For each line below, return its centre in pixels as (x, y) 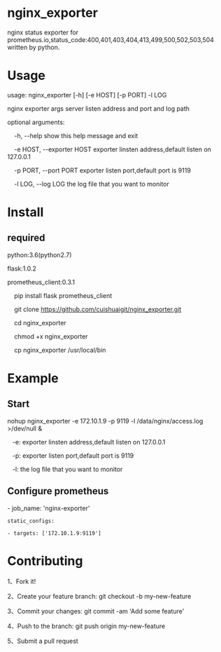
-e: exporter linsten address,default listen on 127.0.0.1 (89, 442)
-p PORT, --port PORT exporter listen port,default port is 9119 (102, 170)
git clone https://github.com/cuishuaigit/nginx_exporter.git (98, 309)
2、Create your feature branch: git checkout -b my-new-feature (99, 596)
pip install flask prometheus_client (63, 295)
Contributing (45, 561)
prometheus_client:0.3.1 (41, 282)
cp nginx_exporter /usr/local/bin (60, 350)
